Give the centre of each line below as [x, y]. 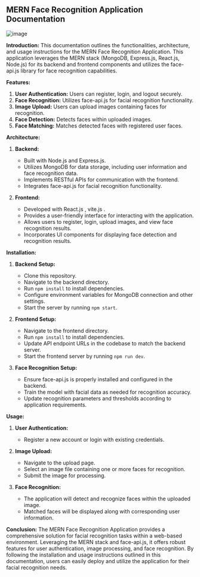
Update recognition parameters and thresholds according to [98, 398]
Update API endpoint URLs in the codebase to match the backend [104, 343]
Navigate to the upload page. [59, 463]
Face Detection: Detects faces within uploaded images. [83, 119]
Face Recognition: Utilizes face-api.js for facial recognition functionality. [104, 100]
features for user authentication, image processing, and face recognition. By [100, 548]
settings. [34, 301]
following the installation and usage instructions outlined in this [84, 555]
